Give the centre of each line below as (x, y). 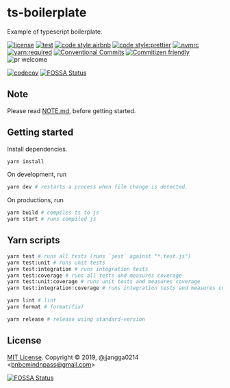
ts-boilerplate (47, 13)
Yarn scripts (34, 240)
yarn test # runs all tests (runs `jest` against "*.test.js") (99, 256)
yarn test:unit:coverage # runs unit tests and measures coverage (104, 282)
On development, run (37, 174)
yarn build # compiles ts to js (53, 213)
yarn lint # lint (32, 301)
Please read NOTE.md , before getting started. (72, 110)
